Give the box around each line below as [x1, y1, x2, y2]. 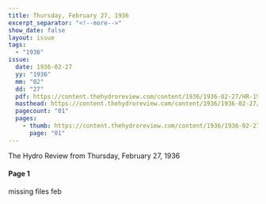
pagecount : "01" [15, 108, 69, 115]
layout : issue [8, 33, 55, 42]
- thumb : [22, 122, 51, 130]
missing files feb [8, 187, 62, 196]
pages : [15, 115, 37, 123]
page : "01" [28, 129, 66, 137]
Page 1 [8, 169, 30, 179]
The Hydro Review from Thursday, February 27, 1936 [8, 151, 180, 161]
